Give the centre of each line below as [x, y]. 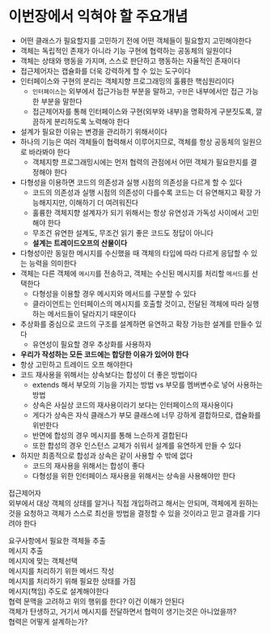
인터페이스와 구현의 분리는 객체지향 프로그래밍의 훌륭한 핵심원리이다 [127, 81]
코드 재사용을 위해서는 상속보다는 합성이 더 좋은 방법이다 [109, 374]
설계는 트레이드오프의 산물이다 [80, 243]
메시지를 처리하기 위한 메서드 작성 [61, 571]
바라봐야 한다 [49, 151]
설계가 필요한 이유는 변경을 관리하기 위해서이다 [93, 131]
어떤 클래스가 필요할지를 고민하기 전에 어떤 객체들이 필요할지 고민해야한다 [136, 40]
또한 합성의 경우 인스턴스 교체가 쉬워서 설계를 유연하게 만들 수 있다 [137, 445]
